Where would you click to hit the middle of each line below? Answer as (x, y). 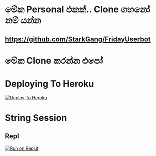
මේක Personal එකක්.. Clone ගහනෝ (78, 10)
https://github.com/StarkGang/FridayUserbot (78, 39)
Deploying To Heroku (50, 83)
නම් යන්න (23, 21)
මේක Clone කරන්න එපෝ (54, 61)
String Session (36, 117)
